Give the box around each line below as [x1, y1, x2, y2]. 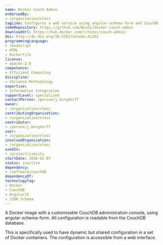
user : [5, 129, 16, 134]
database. [5, 220, 25, 226]
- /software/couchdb [5, 169, 47, 175]
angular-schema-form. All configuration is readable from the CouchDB [5, 215, 146, 221]
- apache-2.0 [5, 61, 32, 66]
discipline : [5, 75, 29, 80]
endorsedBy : [5, 12, 29, 16]
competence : [5, 66, 29, 71]
